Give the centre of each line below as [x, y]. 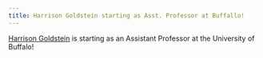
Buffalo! [21, 46]
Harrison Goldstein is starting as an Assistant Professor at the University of [131, 38]
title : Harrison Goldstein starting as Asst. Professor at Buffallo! [127, 15]
